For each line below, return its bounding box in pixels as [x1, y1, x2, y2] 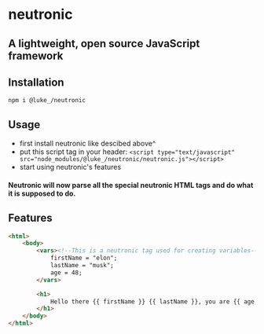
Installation [8, 75, 64, 89]
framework [8, 49, 64, 62]
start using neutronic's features [19, 163, 122, 172]
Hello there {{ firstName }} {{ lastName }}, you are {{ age [49, 297, 255, 306]
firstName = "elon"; [49, 254, 118, 262]
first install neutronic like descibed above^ [19, 139, 156, 149]
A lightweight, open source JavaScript [8, 37, 200, 50]
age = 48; [49, 269, 82, 277]
